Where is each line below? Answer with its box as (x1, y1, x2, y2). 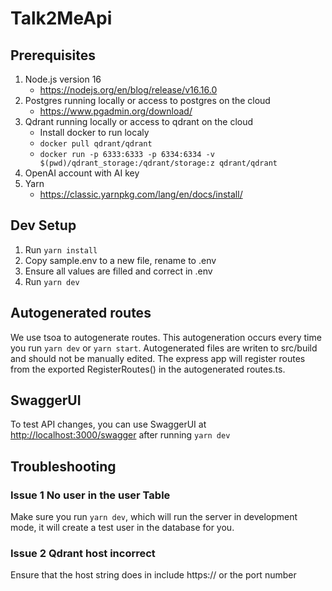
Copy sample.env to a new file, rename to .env (24, 254, 217, 266)
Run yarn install (24, 243, 98, 256)
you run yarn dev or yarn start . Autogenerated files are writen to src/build (10, 342, 318, 354)
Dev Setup (10, 217, 77, 234)
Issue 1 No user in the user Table (10, 488, 171, 502)
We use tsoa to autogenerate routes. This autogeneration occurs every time (10, 331, 322, 343)
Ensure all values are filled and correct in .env (24, 265, 213, 277)
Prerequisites (10, 47, 96, 64)
